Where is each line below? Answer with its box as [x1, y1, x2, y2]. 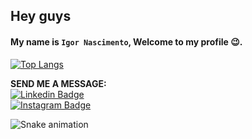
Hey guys [10, 8, 72, 25]
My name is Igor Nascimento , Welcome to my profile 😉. [10, 35, 243, 48]
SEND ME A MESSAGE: [10, 77, 107, 89]
